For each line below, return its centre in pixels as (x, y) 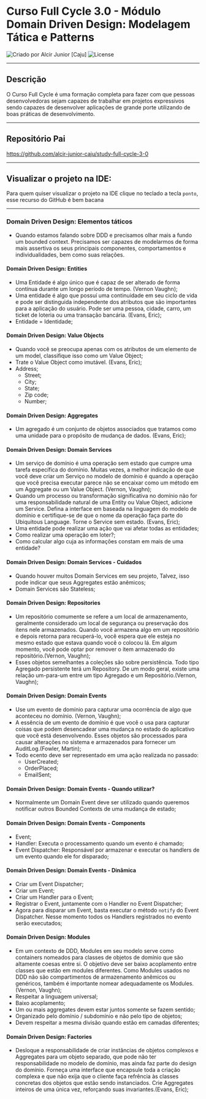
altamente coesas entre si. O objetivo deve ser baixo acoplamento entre (106, 964)
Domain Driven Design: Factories (49, 1036)
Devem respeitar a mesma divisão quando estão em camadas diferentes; (107, 1022)
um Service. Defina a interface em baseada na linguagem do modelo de (106, 509)
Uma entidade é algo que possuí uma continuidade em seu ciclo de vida (106, 295)
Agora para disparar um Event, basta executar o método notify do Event (107, 910)
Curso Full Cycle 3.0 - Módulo (84, 11)
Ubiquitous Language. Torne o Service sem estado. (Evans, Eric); (97, 522)
